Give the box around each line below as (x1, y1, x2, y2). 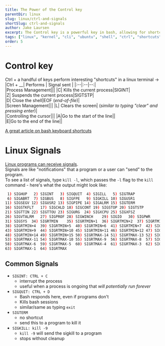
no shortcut (19, 315, 43, 320)
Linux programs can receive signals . (5, 161, 79, 167)
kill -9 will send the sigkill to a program (19, 330, 102, 336)
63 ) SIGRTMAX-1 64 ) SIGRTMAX (5, 246, 67, 251)
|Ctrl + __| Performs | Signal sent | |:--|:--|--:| (5, 81, 96, 87)
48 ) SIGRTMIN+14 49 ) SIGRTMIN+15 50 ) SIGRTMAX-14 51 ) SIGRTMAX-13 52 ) (5, 233, 153, 238)
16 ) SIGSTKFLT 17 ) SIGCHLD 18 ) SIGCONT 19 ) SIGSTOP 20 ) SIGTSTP (5, 205, 144, 210)
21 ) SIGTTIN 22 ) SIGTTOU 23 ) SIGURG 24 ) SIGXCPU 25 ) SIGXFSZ (5, 210, 135, 215)
